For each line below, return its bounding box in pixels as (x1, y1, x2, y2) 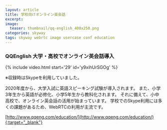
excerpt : (5, 16, 23, 21)
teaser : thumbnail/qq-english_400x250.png (9, 26, 99, 31)
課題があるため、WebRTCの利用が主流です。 (13, 104, 106, 110)
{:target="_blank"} (5, 119, 43, 125)
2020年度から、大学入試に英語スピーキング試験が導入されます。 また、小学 (5, 85, 161, 91)
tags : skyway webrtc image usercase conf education (5, 35, 115, 40)
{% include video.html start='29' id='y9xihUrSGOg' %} (5, 64, 118, 70)
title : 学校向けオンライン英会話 (5, 12, 66, 17)
